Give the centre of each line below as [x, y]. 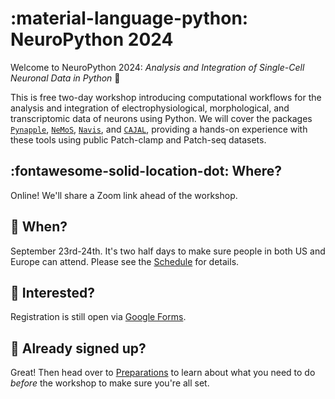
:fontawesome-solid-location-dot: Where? [146, 171]
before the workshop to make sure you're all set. [110, 383]
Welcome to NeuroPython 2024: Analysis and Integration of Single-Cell [157, 67]
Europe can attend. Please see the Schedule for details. [125, 261]
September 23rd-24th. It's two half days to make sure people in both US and [168, 251]
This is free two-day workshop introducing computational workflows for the [166, 97]
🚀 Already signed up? [78, 348]
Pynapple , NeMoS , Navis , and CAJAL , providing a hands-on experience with [159, 129]
